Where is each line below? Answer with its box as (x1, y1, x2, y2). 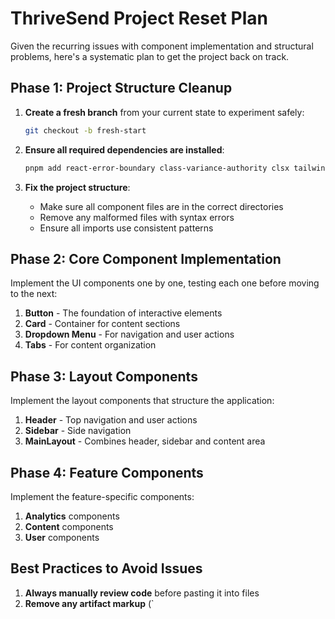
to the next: (10, 288, 58, 300)
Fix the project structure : (24, 181, 131, 193)
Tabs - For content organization (24, 339, 157, 351)
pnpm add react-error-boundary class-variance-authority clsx (24, 163, 290, 173)
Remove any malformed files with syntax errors (39, 211, 235, 223)
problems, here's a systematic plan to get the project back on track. (10, 50, 290, 62)
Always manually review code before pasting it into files (24, 587, 260, 599)
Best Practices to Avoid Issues (10, 560, 203, 577)
